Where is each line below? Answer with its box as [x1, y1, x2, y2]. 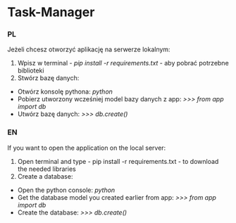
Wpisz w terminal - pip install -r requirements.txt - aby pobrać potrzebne [17, 59, 229, 68]
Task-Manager [7, 4, 95, 20]
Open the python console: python [17, 186, 116, 194]
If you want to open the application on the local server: [7, 144, 166, 152]
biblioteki [17, 66, 44, 75]
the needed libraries [17, 165, 76, 173]
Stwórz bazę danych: [17, 74, 80, 82]
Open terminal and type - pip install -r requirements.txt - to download [17, 157, 219, 165]
